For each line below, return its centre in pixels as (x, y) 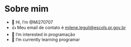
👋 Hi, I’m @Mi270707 (32, 22)
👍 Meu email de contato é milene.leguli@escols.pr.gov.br (69, 27)
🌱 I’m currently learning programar (46, 39)
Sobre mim (26, 9)
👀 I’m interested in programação (43, 34)
